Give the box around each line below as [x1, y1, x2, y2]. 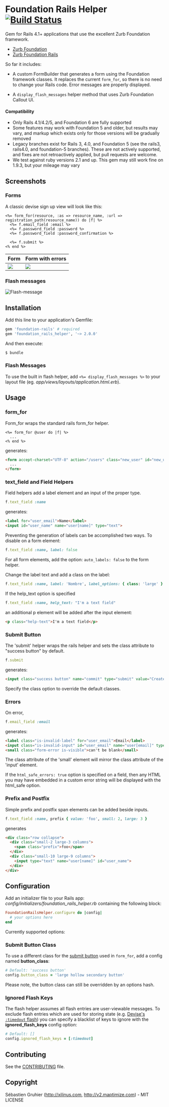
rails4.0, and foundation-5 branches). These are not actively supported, [12, 146, 161, 152]
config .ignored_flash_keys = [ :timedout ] [5, 1036, 94, 1041]
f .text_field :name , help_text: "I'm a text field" [5, 600, 116, 605]
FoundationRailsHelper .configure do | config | [5, 910, 102, 916]
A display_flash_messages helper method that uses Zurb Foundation [12, 91, 154, 97]
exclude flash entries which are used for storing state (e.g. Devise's [5, 1011, 145, 1017]
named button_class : [5, 958, 50, 964]
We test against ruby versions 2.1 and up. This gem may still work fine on [12, 157, 163, 163]
